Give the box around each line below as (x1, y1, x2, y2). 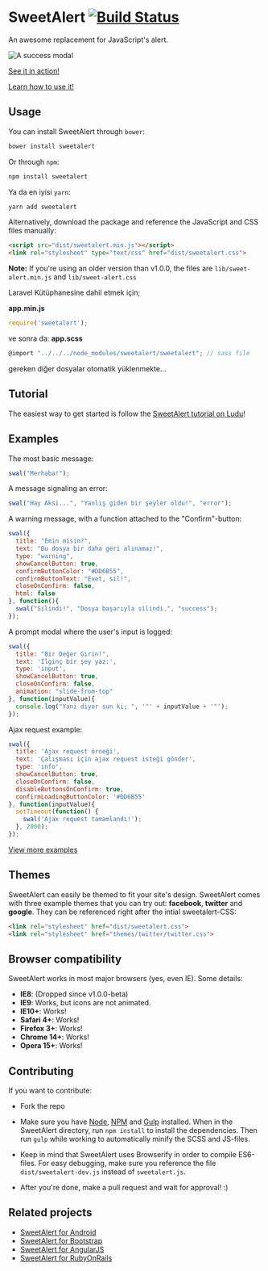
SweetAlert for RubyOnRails (19, 1252, 113, 1263)
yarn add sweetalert (8, 203, 78, 211)
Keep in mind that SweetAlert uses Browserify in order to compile (19, 1150, 237, 1160)
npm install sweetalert (8, 172, 89, 181)
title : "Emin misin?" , (15, 537, 92, 545)
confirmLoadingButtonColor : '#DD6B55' (15, 792, 146, 801)
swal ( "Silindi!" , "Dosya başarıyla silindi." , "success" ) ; (15, 605, 218, 613)
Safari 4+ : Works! (19, 1015, 80, 1025)
